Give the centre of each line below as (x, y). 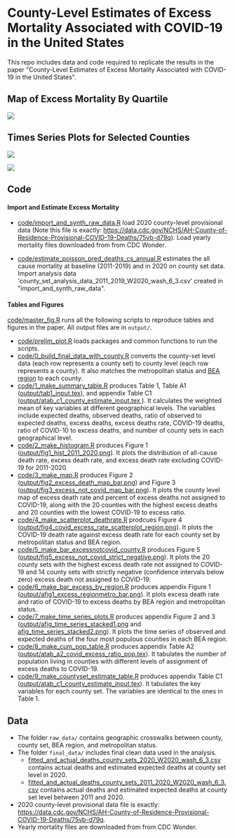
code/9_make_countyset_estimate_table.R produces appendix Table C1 (120, 676)
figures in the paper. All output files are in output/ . (80, 327)
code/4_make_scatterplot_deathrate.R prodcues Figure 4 (100, 520)
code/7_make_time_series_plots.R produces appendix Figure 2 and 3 (116, 617)
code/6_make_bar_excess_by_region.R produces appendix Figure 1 (114, 587)
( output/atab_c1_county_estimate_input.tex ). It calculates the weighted (120, 400)
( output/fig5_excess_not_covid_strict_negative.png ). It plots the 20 (114, 557)
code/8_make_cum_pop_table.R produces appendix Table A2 (106, 647)
